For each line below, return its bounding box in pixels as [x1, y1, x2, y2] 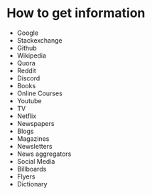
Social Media [16, 157, 55, 165]
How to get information [6, 5, 146, 21]
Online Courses [16, 89, 63, 97]
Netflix [16, 112, 37, 120]
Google [16, 28, 39, 37]
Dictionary [16, 179, 48, 188]
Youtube [16, 96, 42, 105]
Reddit [16, 66, 36, 75]
